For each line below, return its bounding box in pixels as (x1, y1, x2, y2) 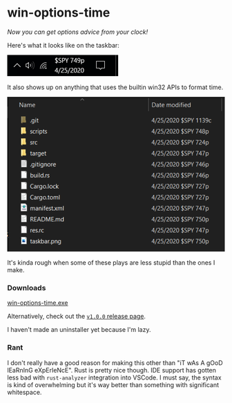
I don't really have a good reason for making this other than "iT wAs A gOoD (7, 358, 223, 367)
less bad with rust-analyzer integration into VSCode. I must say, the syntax (7, 373, 222, 382)
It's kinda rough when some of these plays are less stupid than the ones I (7, 258, 215, 267)
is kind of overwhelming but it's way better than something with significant (7, 380, 220, 388)
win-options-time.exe (7, 299, 68, 307)
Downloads (7, 283, 46, 292)
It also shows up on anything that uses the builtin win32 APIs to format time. (7, 83, 224, 91)
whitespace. (7, 388, 42, 396)
